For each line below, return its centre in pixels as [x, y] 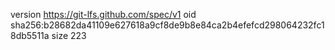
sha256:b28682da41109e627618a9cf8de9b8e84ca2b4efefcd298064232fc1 [167, 25]
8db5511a [30, 35]
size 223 [69, 35]
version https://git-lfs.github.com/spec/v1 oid [103, 14]
